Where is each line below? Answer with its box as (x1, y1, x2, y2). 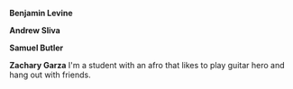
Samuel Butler (9, 42, 64, 53)
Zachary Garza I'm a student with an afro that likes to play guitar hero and (9, 60, 286, 70)
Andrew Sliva (9, 25, 60, 35)
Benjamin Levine (9, 8, 74, 18)
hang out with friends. (9, 69, 92, 80)
